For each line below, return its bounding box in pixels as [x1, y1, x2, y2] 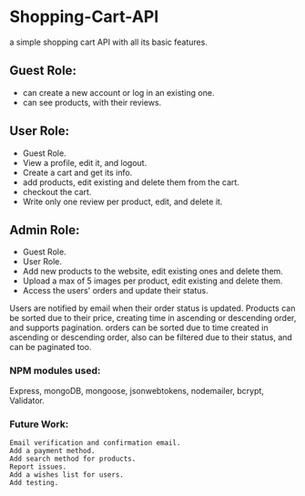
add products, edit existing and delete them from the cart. [22, 176, 239, 188]
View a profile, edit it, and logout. [22, 157, 147, 168]
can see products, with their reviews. [22, 97, 162, 108]
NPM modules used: [9, 365, 101, 377]
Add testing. [9, 478, 59, 487]
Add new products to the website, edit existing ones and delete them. [22, 266, 284, 277]
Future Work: [9, 418, 69, 430]
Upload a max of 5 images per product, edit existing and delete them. [22, 275, 283, 286]
